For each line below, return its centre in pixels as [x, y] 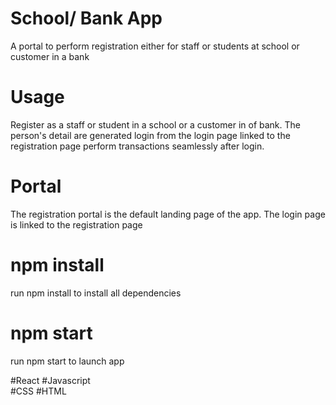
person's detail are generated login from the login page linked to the [150, 135]
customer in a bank [50, 56]
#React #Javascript [50, 380]
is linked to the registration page [76, 224]
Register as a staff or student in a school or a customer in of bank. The [155, 124]
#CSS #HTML [38, 391]
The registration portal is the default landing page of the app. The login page [168, 214]
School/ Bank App [86, 18]
